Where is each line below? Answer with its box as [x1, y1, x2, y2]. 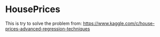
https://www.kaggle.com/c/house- [83, 20, 155, 26]
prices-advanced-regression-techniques [5, 25, 90, 31]
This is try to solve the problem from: [5, 20, 82, 26]
